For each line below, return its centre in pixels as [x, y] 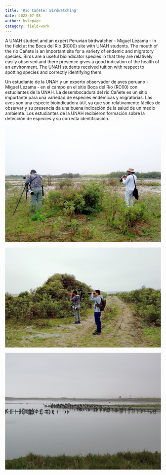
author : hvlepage [23, 21]
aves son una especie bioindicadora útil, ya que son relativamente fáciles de [83, 103]
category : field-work [27, 26]
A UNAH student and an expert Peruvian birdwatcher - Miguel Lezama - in [81, 41]
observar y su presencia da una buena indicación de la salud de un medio [80, 108]
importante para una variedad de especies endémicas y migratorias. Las [79, 98]
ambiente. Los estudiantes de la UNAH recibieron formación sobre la [75, 113]
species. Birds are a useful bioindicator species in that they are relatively [79, 56]
